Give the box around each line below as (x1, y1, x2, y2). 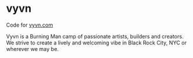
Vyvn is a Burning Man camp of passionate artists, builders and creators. (6, 33, 184, 40)
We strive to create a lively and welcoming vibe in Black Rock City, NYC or (6, 39, 187, 46)
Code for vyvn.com (6, 21, 53, 28)
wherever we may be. (6, 45, 59, 52)
